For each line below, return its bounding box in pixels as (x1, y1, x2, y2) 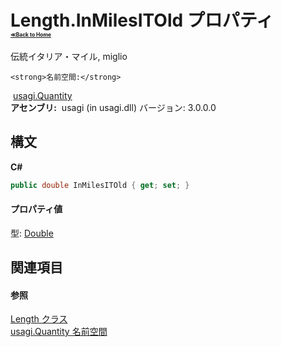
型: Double (10, 227, 54, 239)
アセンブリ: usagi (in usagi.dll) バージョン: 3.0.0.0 (10, 101, 217, 113)
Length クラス (10, 313, 68, 325)
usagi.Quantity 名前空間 (10, 326, 108, 338)
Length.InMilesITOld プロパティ (10, 9, 275, 32)
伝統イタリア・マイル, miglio (10, 50, 128, 62)
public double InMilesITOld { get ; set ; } (10, 180, 190, 190)
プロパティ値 (10, 203, 63, 215)
